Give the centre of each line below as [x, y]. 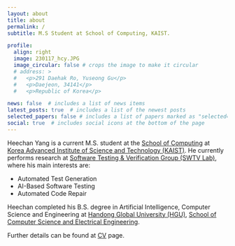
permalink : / [26, 26]
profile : [20, 46]
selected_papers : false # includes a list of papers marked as [101, 117]
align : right [33, 52]
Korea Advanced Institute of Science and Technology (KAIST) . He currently [115, 150]
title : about [26, 20]
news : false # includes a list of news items [76, 104]
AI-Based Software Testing [56, 186]
